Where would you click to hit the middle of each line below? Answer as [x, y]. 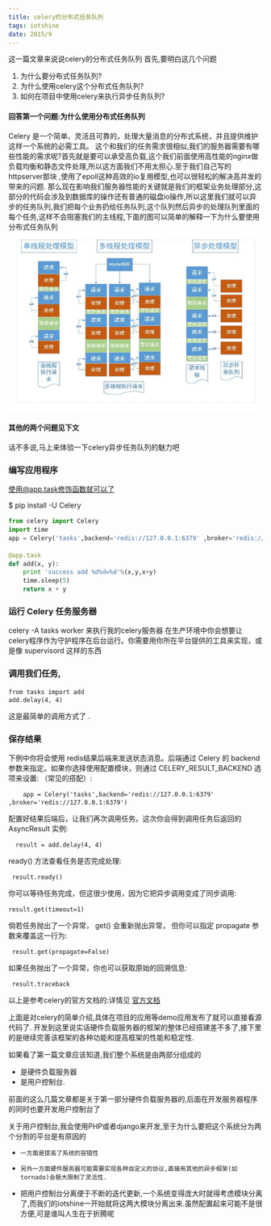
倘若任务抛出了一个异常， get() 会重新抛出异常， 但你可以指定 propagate [129, 925]
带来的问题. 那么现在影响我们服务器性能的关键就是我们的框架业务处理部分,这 [135, 186]
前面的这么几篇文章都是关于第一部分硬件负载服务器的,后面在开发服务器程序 [133, 1098]
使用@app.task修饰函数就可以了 [62, 489]
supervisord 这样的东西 [63, 651]
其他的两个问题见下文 [44, 428]
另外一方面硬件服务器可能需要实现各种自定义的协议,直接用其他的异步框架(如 [129, 1169]
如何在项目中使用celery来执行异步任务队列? [92, 96]
